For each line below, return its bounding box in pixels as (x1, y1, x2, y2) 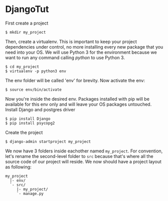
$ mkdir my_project (5, 30, 46, 35)
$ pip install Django (5, 116, 51, 121)
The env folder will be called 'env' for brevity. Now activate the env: (5, 77, 145, 83)
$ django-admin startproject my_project (5, 139, 92, 144)
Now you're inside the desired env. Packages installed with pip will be (5, 96, 150, 102)
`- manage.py (16, 191, 44, 196)
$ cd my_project (5, 64, 39, 69)
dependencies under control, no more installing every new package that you (5, 44, 163, 50)
